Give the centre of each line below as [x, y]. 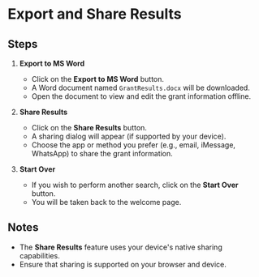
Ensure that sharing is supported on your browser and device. [123, 264]
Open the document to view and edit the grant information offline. [141, 96]
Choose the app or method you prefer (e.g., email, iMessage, [134, 145]
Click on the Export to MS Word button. [97, 79]
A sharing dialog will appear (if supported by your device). [129, 136]
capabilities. [39, 255]
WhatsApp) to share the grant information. [102, 153]
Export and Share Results [95, 14]
